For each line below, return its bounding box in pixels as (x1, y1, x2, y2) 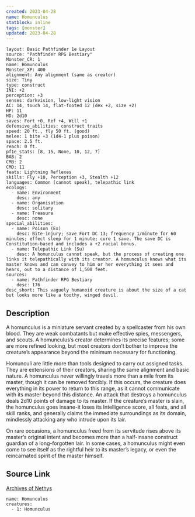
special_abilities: (6, 221, 54, 227)
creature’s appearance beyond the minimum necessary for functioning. (6, 348, 177, 355)
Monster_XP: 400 (6, 67, 46, 73)
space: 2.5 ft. (6, 139, 43, 145)
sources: (6, 272, 27, 278)
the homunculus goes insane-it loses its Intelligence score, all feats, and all (6, 403, 187, 410)
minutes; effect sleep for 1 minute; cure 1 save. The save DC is (6, 236, 171, 242)
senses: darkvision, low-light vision (6, 98, 100, 104)
